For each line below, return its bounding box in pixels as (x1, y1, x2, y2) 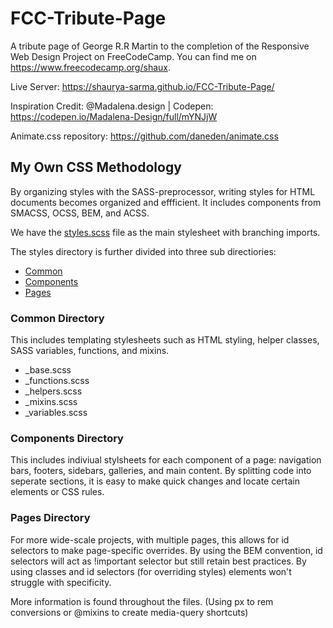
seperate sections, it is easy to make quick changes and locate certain (10, 475, 300, 487)
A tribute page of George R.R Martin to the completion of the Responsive (10, 40, 310, 52)
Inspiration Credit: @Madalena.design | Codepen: (10, 100, 214, 112)
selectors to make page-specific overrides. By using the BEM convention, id (10, 544, 323, 556)
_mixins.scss (24, 396, 78, 408)
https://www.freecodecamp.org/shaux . (10, 61, 171, 73)
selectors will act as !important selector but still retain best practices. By (10, 555, 307, 567)
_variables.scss (24, 407, 88, 419)
